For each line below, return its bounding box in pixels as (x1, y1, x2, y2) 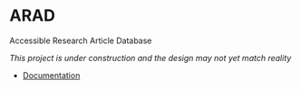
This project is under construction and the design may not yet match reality (9, 52, 292, 63)
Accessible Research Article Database (9, 35, 152, 46)
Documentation (22, 69, 81, 81)
